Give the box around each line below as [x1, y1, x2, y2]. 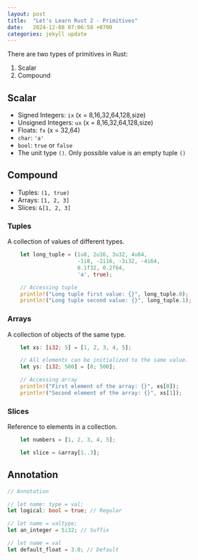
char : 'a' [17, 133, 44, 142]
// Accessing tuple [20, 284, 78, 291]
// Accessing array [20, 376, 78, 383]
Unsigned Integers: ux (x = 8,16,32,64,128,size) [17, 118, 154, 127]
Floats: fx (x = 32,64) [17, 126, 80, 135]
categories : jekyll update [7, 30, 87, 38]
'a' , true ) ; [77, 271, 113, 278]
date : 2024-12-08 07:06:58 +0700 [7, 24, 113, 31]
